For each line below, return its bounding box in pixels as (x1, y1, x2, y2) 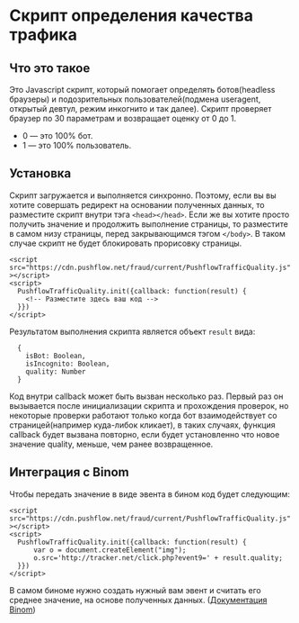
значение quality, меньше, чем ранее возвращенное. (9, 438, 214, 449)
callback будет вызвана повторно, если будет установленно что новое (9, 429, 280, 439)
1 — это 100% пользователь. (22, 140, 132, 150)
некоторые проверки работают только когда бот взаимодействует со (9, 410, 277, 420)
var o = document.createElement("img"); (32, 546, 187, 555)
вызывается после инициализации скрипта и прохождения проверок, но (9, 400, 289, 411)
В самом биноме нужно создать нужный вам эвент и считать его (9, 584, 262, 595)
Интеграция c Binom (9, 465, 130, 480)
